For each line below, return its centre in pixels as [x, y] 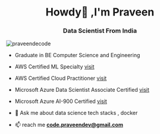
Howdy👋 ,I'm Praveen [100, 12]
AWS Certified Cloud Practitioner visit [61, 78]
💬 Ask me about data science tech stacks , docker [76, 113]
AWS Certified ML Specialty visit [54, 67]
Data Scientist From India [100, 31]
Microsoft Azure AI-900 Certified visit [61, 101]
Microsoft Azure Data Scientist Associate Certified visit [82, 90]
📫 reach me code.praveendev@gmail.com [69, 125]
